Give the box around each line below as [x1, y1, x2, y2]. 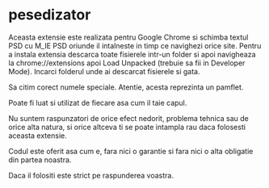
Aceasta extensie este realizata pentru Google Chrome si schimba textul [8, 32, 249, 42]
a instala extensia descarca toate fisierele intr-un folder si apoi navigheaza [8, 49, 256, 59]
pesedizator [8, 6, 91, 24]
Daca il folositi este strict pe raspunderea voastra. [8, 170, 174, 180]
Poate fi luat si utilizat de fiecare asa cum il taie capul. [8, 98, 187, 107]
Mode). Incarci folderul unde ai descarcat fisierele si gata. [8, 66, 200, 76]
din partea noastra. [8, 155, 72, 165]
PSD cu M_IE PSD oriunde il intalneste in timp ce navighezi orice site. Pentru [8, 40, 262, 50]
